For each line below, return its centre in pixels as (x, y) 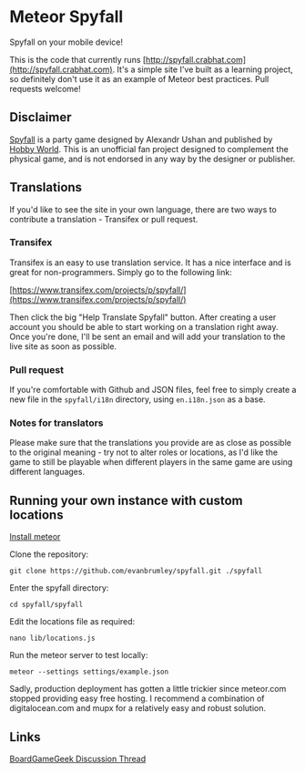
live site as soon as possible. (63, 346)
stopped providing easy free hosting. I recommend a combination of (137, 698)
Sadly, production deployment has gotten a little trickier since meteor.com (148, 689)
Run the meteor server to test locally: (79, 655)
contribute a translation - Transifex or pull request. (104, 219)
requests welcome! (45, 88)
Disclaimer (41, 117)
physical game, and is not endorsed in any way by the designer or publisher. (152, 159)
